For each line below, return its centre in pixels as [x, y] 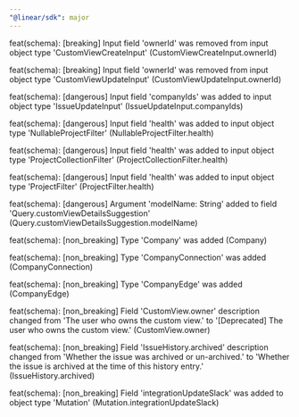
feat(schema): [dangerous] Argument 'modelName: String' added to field [143, 204]
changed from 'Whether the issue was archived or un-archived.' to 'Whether [149, 356]
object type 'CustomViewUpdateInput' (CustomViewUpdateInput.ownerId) [145, 79]
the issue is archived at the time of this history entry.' [106, 366]
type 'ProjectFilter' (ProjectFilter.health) [82, 186]
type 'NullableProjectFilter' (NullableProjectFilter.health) [112, 133]
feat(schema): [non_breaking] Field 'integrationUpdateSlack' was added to [146, 393]
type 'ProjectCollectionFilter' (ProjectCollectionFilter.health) [119, 159]
